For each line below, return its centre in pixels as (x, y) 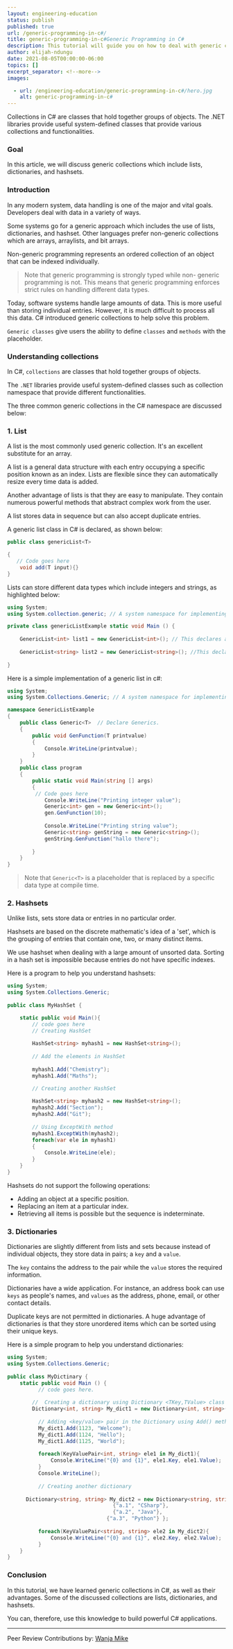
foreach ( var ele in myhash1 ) (74, 1140)
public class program (51, 768)
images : (18, 78)
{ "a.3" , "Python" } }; (138, 1519)
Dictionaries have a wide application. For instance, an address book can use (116, 1288)
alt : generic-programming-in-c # (66, 97)
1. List (17, 431)
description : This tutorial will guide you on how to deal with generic (114, 46)
